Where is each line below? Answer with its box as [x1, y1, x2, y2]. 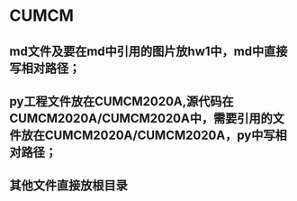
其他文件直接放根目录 [9, 178, 128, 194]
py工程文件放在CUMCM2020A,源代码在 [9, 94, 234, 109]
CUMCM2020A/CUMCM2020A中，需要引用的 [9, 110, 273, 126]
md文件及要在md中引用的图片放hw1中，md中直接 [9, 43, 288, 59]
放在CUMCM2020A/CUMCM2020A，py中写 [21, 127, 275, 142]
